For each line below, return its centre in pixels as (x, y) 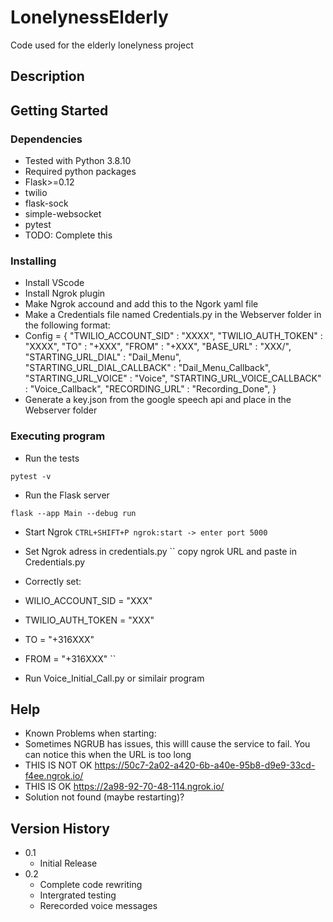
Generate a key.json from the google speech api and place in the (158, 400)
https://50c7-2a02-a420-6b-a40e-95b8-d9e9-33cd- (205, 765)
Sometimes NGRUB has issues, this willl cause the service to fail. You (167, 744)
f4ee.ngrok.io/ (54, 776)
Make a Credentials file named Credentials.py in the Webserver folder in (173, 315)
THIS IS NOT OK (58, 765)
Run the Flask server (67, 495)
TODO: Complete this (68, 235)
